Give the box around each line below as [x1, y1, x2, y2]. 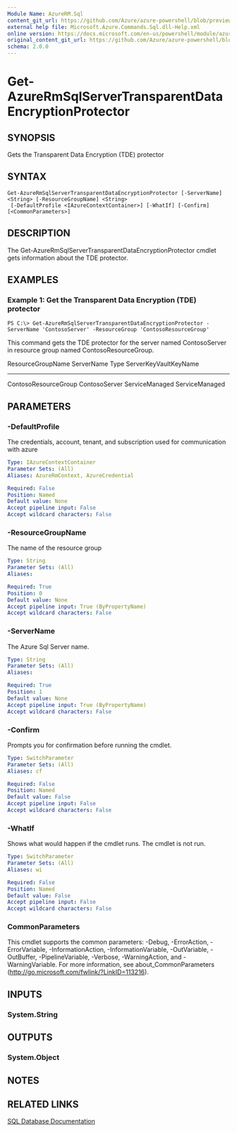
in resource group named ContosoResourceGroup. [7, 346, 154, 355]
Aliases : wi [7, 866, 42, 873]
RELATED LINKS [7, 1098, 79, 1110]
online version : [7, 30, 55, 37]
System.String [7, 1009, 59, 1019]
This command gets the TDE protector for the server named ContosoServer [7, 338, 227, 347]
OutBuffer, [7, 953, 37, 961]
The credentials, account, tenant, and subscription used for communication [7, 438, 226, 446]
